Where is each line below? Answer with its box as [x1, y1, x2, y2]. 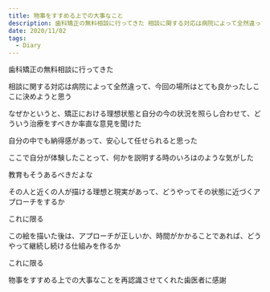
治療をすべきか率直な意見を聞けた [29, 119, 142, 128]
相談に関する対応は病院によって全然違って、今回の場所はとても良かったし [8, 82, 253, 91]
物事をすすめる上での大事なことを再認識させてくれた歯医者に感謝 [8, 275, 227, 285]
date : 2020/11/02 [8, 26, 67, 34]
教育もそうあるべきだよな [8, 170, 93, 180]
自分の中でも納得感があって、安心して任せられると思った [8, 136, 198, 145]
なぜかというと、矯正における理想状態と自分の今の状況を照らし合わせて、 [8, 109, 255, 119]
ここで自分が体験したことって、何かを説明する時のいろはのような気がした [8, 153, 255, 163]
